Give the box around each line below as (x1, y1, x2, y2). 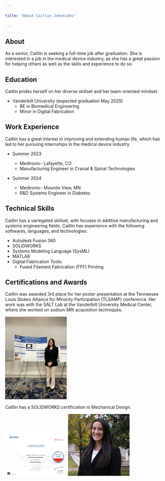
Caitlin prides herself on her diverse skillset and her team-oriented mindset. (5, 88, 159, 94)
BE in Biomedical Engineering (19, 103, 80, 109)
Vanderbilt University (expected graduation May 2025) (12, 98, 123, 104)
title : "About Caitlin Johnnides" (5, 13, 76, 18)
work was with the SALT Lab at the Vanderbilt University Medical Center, (5, 302, 153, 307)
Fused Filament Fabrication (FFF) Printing (19, 263, 104, 269)
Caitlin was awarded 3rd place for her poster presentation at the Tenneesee (5, 291, 159, 297)
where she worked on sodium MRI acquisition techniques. (5, 307, 123, 313)
